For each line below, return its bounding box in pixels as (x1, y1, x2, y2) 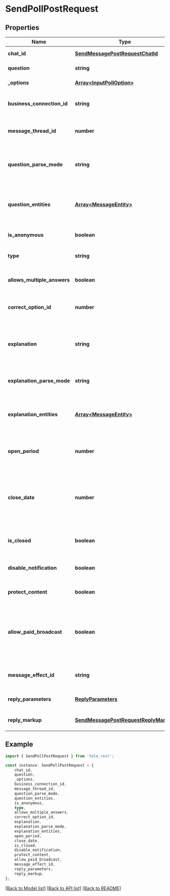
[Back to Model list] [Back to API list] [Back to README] (5, 885, 121, 891)
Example (5, 740, 33, 749)
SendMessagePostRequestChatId (75, 50, 158, 57)
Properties (5, 23, 39, 32)
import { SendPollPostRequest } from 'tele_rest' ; (5, 753, 114, 759)
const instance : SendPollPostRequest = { (5, 763, 94, 768)
